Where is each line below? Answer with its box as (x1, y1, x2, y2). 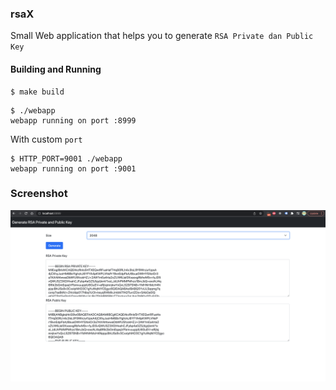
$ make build (10, 87, 65, 97)
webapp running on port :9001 (10, 163, 137, 174)
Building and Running (10, 63, 102, 75)
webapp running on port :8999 (10, 115, 137, 126)
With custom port (10, 133, 83, 145)
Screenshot (10, 187, 68, 201)
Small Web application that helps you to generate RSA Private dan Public (10, 30, 314, 42)
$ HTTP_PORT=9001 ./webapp (10, 153, 123, 164)
